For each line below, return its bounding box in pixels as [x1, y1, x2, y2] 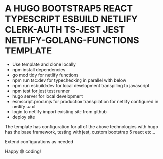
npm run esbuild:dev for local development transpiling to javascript [12, 82, 150, 88]
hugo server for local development [12, 93, 83, 99]
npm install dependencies [12, 66, 66, 72]
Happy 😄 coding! [5, 148, 41, 154]
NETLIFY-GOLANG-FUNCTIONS [5, 35, 139, 46]
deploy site [12, 114, 35, 120]
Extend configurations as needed [5, 138, 74, 144]
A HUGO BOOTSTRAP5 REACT [5, 3, 133, 14]
